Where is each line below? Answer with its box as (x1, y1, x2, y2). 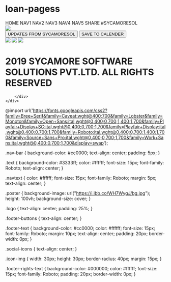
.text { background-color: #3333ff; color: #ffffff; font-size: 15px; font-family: (5, 159, 164, 165)
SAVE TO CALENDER (81, 31, 124, 37)
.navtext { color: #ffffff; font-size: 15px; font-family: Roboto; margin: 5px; (5, 175, 157, 181)
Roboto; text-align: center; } (5, 165, 64, 171)
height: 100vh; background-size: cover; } (5, 195, 91, 202)
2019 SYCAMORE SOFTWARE (5, 55, 133, 67)
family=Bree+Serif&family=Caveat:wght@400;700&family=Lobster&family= (5, 112, 163, 119)
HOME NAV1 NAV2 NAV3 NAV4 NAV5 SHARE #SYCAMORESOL (5, 20, 138, 26)
